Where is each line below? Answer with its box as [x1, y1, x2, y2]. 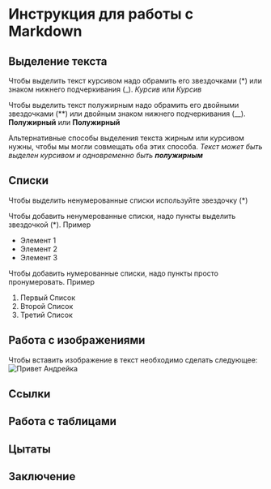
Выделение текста [8, 54, 108, 68]
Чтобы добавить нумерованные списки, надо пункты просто [8, 268, 219, 278]
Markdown [8, 22, 83, 41]
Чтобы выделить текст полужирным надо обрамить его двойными [8, 101, 239, 109]
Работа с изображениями [8, 333, 146, 347]
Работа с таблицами [8, 414, 117, 428]
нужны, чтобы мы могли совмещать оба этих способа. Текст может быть [8, 142, 263, 151]
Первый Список [19, 293, 76, 302]
